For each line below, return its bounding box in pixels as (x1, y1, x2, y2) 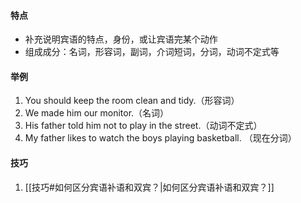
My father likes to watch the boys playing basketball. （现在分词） (24, 132, 297, 144)
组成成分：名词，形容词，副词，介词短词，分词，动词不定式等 (24, 46, 280, 58)
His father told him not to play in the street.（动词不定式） (24, 120, 263, 132)
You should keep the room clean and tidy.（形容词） (24, 95, 240, 107)
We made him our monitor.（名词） (24, 107, 170, 119)
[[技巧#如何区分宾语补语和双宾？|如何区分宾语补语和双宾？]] (24, 181, 275, 193)
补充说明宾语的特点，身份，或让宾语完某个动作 (24, 33, 218, 45)
